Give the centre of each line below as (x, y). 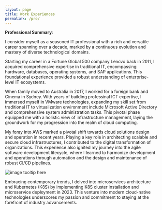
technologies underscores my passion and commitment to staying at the (77, 197)
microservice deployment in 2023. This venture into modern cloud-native (78, 192)
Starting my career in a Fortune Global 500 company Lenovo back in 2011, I (80, 62)
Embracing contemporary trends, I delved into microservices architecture (78, 182)
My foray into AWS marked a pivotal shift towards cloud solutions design (77, 132)
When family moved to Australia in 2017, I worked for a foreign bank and (77, 92)
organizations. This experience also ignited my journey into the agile (73, 148)
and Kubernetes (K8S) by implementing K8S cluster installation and (72, 187)
